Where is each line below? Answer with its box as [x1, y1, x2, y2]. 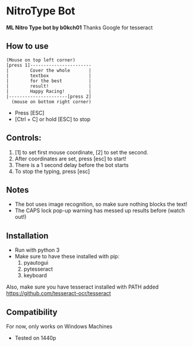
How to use [6, 41, 49, 51]
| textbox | [6, 73, 92, 79]
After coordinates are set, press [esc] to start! [14, 155, 126, 162]
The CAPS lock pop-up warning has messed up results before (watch [14, 207, 185, 214]
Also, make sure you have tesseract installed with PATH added [6, 283, 159, 290]
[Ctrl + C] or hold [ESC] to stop [14, 115, 91, 123]
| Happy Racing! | [6, 88, 92, 94]
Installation [6, 231, 49, 241]
